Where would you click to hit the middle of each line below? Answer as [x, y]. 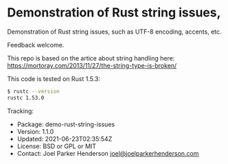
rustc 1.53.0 [26, 97]
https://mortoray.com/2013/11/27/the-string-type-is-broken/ [92, 65]
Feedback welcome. [36, 45]
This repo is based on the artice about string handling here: [91, 58]
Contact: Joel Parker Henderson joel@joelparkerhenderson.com [108, 153]
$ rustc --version [33, 91]
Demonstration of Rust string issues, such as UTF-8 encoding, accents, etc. [114, 32]
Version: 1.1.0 [35, 131]
